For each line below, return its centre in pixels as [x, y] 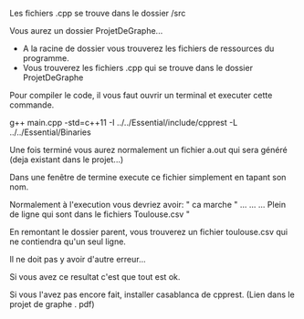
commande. [32, 105]
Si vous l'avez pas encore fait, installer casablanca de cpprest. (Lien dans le [152, 294]
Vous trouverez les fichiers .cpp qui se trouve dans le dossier [138, 68]
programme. [46, 58]
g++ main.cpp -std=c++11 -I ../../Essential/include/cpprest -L [124, 123]
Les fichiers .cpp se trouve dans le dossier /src [98, 13]
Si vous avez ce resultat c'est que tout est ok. [95, 277]
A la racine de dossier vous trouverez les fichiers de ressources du [148, 48]
